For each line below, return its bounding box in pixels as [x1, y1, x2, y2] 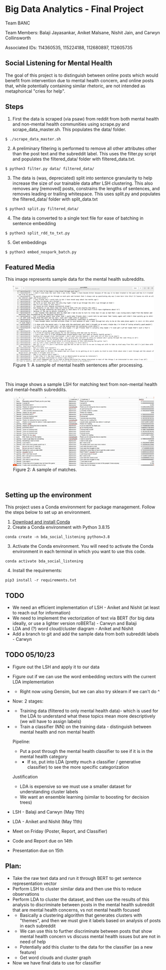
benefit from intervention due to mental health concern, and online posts [5, 77, 154, 83]
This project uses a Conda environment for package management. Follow [5, 504, 156, 510]
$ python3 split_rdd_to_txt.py [5, 231, 70, 236]
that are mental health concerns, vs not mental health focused [12, 907, 140, 913]
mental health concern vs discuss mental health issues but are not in [19, 933, 161, 939]
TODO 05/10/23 [5, 651, 55, 659]
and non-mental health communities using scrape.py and [12, 121, 130, 127]
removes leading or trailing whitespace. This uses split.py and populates [12, 191, 161, 197]
